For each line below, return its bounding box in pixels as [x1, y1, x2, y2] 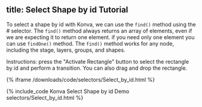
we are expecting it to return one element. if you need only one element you [6, 33, 195, 41]
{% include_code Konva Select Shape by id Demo [6, 87, 130, 95]
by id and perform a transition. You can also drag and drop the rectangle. [6, 64, 188, 72]
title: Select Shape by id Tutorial [6, 5, 128, 15]
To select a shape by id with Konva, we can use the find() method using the [6, 20, 196, 28]
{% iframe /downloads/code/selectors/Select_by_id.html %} [6, 76, 156, 83]
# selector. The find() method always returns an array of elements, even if [6, 27, 192, 34]
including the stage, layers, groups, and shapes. [6, 46, 125, 53]
